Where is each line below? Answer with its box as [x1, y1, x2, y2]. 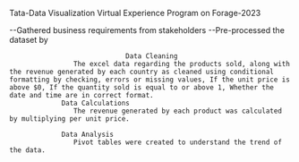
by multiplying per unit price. [9, 115, 130, 124]
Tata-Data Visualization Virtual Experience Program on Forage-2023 [9, 8, 261, 18]
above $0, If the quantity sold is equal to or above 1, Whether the [9, 83, 275, 92]
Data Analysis [61, 130, 115, 139]
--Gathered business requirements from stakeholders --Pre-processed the [9, 25, 285, 35]
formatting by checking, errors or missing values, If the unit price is [9, 75, 291, 84]
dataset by [9, 35, 49, 45]
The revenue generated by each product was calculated [73, 107, 282, 115]
